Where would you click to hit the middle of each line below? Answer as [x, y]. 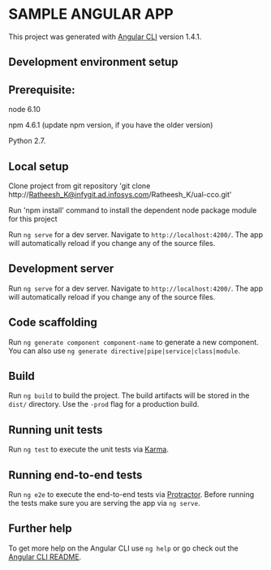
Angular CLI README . [45, 556]
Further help [41, 529]
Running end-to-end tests [75, 475]
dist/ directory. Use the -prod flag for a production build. [104, 404]
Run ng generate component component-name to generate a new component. [134, 342]
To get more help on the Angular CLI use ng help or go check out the [123, 548]
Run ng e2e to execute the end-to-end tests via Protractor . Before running [131, 494]
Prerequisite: [42, 90]
